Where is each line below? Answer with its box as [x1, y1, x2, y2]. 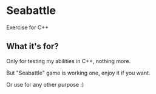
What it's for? [6, 41, 59, 52]
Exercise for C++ [6, 24, 49, 31]
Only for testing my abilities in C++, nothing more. [6, 57, 131, 64]
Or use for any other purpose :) [6, 81, 84, 88]
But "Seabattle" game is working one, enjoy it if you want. [6, 69, 151, 76]
